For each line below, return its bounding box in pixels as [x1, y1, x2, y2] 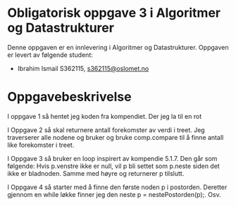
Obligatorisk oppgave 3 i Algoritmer [7, 5, 221, 21]
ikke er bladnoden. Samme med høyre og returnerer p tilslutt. [7, 169, 185, 177]
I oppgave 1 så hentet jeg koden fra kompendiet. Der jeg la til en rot [7, 112, 202, 120]
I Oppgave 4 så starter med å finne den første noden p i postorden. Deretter [7, 183, 228, 191]
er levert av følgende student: [7, 51, 93, 59]
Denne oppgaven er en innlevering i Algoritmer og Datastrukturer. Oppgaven [7, 43, 229, 51]
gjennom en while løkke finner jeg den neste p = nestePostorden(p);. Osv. [7, 190, 221, 198]
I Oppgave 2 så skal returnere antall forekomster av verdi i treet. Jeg [7, 125, 206, 134]
